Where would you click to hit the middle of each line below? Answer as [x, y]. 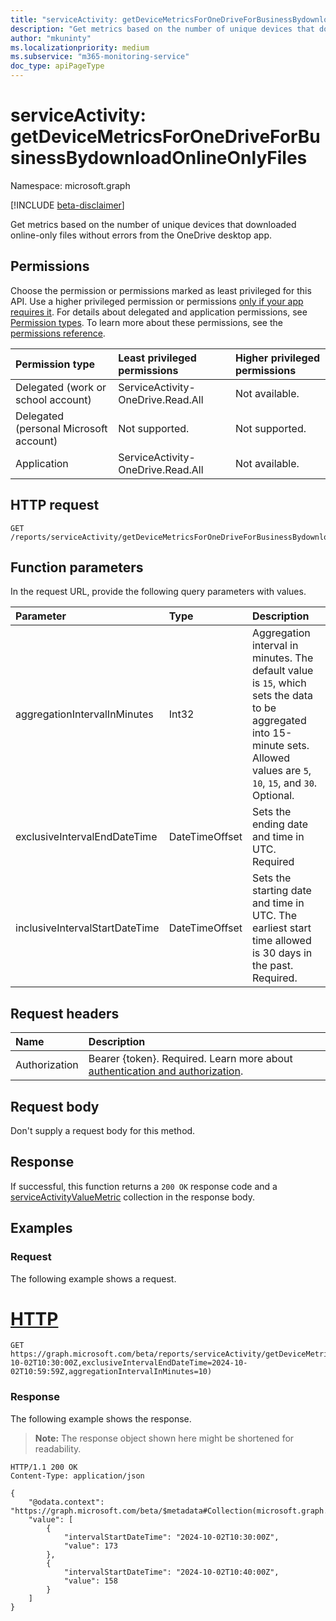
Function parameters [77, 567]
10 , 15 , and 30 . [284, 783]
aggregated [279, 721]
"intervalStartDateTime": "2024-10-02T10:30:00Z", [171, 1537]
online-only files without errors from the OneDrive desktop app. [141, 235]
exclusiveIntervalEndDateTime [86, 837]
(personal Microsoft [61, 428]
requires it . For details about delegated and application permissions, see [159, 312]
